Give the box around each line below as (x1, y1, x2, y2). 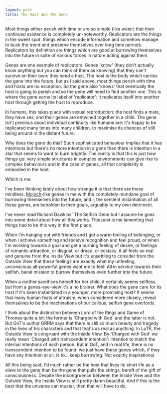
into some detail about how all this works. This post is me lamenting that (5, 216, 154, 222)
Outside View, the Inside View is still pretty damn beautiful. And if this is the (5, 377, 160, 383)
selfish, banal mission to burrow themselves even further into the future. (5, 268, 154, 275)
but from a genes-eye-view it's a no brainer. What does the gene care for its (5, 283, 162, 290)
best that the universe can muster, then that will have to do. (5, 383, 127, 389)
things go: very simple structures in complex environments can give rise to (5, 155, 159, 161)
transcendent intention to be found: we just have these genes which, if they (5, 346, 161, 352)
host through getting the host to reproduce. (5, 99, 94, 105)
